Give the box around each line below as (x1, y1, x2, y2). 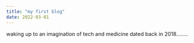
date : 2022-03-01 (6, 14, 49, 20)
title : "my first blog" (6, 8, 65, 15)
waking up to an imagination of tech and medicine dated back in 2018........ (6, 30, 189, 37)
